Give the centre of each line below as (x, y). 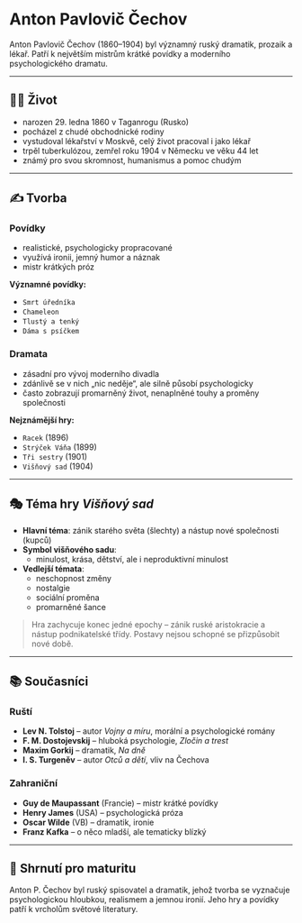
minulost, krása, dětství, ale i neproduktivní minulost (132, 559)
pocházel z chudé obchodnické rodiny (93, 132)
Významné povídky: (48, 285)
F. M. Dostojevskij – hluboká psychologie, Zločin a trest (125, 741)
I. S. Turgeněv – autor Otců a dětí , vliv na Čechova (115, 760)
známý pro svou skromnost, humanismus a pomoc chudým (132, 160)
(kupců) (37, 540)
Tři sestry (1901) (55, 456)
